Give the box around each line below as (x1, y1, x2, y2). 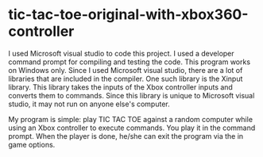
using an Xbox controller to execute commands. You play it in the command (8, 123, 256, 132)
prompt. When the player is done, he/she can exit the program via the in (8, 131, 244, 140)
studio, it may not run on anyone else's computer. (8, 99, 171, 109)
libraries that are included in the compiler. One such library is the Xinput (8, 74, 243, 83)
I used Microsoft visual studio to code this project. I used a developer (8, 48, 234, 58)
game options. (8, 140, 56, 149)
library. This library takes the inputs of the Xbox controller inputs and (8, 82, 233, 92)
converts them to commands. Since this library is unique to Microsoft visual (8, 90, 255, 100)
